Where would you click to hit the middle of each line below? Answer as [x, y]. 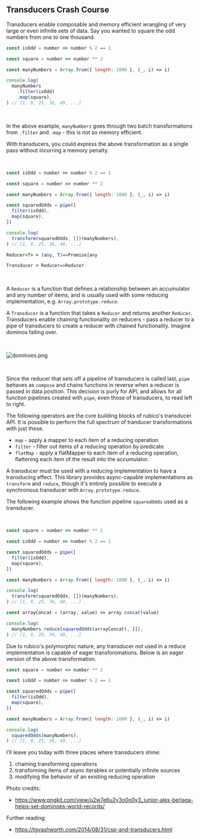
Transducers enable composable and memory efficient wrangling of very [96, 24]
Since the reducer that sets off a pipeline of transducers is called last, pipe [98, 379]
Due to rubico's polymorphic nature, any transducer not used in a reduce [96, 646]
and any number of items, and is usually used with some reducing [87, 295]
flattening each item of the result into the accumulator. [82, 459]
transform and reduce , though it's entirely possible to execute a [84, 484]
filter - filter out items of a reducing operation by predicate [89, 447]
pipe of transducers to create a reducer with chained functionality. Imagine [99, 326]
